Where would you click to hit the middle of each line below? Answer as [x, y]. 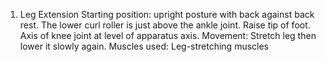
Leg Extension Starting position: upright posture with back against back [167, 14]
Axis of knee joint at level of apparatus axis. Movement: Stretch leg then [168, 35]
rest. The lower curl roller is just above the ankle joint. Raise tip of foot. [165, 25]
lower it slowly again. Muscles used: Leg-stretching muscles [144, 46]
